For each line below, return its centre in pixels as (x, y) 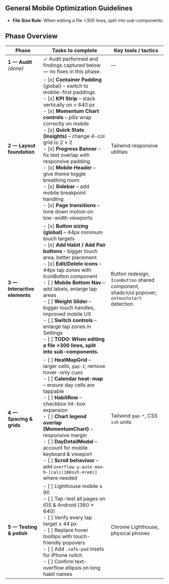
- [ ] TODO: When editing (74, 339)
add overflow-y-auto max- (74, 466)
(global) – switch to (66, 86)
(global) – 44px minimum (73, 232)
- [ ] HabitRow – (62, 398)
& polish (18, 533)
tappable (54, 391)
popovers (74, 542)
